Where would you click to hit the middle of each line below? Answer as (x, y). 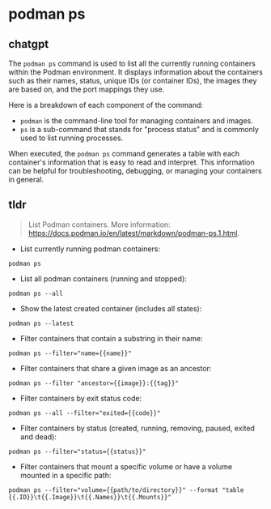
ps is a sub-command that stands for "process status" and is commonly (139, 129)
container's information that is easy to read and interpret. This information (131, 162)
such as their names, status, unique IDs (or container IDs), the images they (133, 81)
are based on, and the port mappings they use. (87, 89)
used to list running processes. (72, 138)
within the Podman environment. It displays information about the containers (135, 72)
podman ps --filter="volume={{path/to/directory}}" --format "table (126, 490)
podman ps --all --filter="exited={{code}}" (85, 413)
